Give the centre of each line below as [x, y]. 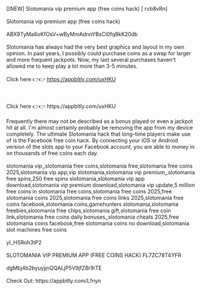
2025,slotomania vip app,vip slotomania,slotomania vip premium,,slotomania [100, 172]
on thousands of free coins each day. [52, 153]
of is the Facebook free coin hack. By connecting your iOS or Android [92, 140]
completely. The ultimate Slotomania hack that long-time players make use [98, 134]
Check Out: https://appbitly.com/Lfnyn [54, 281]
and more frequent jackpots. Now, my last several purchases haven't [91, 60]
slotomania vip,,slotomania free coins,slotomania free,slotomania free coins [100, 166]
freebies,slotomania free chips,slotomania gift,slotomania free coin [88, 210]
